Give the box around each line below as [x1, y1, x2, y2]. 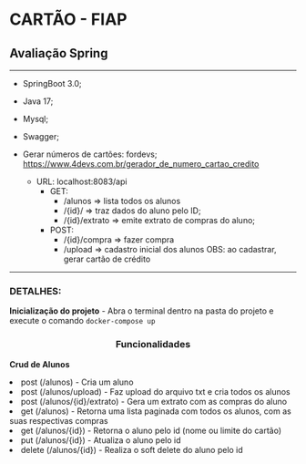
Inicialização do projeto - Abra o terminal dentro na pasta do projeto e [9, 305, 274, 316]
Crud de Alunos [9, 358, 70, 369]
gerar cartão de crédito [63, 253, 151, 264]
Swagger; [22, 131, 59, 141]
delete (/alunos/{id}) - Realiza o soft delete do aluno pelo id [21, 444, 243, 455]
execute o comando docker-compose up [9, 315, 156, 326]
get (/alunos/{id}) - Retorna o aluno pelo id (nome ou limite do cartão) [21, 425, 282, 436]
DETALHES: [9, 284, 62, 297]
